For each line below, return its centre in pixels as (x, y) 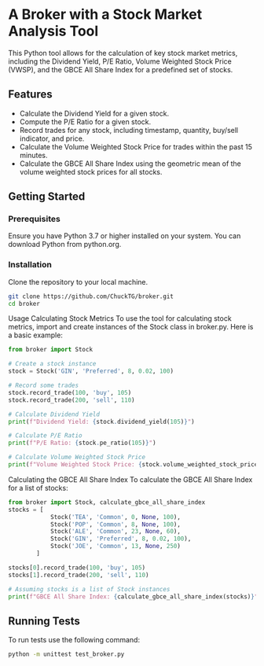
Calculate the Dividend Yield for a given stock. (94, 113)
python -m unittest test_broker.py (66, 654)
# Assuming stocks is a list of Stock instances (89, 589)
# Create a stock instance (52, 364)
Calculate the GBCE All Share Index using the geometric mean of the (130, 164)
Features (30, 95)
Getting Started (47, 197)
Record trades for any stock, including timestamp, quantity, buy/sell (128, 130)
